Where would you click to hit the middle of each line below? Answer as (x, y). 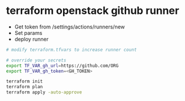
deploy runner (31, 39)
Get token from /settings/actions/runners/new (70, 27)
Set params (28, 33)
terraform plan (25, 87)
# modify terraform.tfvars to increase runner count (71, 50)
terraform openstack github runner (93, 11)
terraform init (25, 82)
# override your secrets (36, 60)
